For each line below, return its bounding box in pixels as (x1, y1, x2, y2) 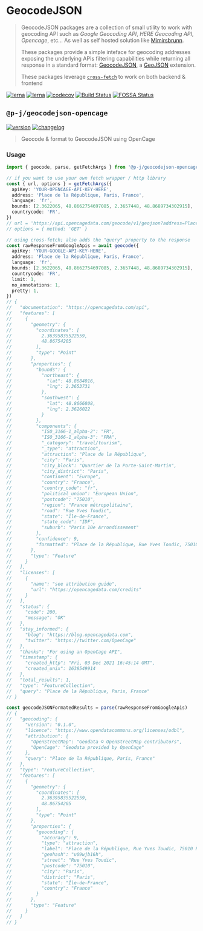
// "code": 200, (6, 609, 59, 615)
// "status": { (6, 603, 50, 610)
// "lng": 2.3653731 (6, 384, 91, 390)
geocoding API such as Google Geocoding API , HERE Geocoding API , (21, 30, 194, 37)
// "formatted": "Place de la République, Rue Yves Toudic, (6, 541, 182, 547)
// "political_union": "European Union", (6, 491, 139, 497)
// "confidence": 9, (6, 536, 80, 542)
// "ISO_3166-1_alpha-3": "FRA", (6, 435, 118, 441)
